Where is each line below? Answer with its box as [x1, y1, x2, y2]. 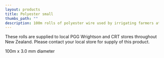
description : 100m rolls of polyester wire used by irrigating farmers [5, 20, 154, 26]
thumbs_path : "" [5, 16, 38, 21]
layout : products [5, 7, 41, 12]
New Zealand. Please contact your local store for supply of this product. [5, 39, 150, 45]
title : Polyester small [5, 12, 54, 16]
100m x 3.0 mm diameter [5, 48, 55, 54]
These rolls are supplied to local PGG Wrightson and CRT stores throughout [5, 34, 157, 40]
